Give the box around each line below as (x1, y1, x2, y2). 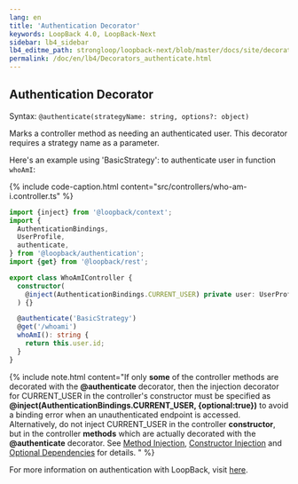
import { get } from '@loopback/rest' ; (9, 258, 149, 266)
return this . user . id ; (25, 339, 105, 348)
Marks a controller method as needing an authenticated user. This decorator (9, 128, 288, 139)
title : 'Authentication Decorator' (9, 21, 141, 30)
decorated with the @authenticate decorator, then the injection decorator (9, 381, 279, 392)
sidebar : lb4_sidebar (9, 37, 90, 47)
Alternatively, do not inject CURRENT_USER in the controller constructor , (9, 418, 277, 429)
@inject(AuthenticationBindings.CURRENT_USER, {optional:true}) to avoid (9, 400, 289, 410)
